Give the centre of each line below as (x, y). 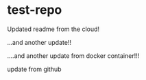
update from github (34, 69)
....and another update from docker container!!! (73, 56)
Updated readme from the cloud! (53, 29)
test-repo (35, 10)
